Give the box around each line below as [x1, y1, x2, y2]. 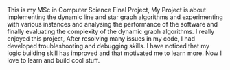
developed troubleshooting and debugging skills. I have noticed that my [7, 42, 209, 50]
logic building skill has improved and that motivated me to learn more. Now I [7, 49, 222, 57]
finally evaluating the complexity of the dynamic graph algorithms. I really [7, 27, 215, 35]
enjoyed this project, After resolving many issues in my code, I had [7, 35, 196, 43]
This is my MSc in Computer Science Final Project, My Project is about [7, 6, 207, 14]
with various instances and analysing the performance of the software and [7, 20, 218, 28]
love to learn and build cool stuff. [7, 56, 100, 64]
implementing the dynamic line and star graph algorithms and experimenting [7, 13, 223, 21]
